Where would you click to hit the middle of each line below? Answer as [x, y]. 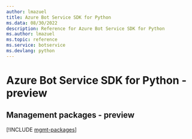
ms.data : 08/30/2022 [32, 23]
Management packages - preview [70, 115]
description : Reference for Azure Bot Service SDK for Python [85, 28]
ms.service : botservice [36, 46]
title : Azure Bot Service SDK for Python [59, 17]
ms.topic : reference [32, 40]
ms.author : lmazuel [31, 34]
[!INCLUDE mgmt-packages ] [41, 129]
